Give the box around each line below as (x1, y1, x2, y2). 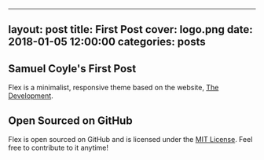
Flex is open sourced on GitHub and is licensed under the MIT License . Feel (8, 135, 253, 144)
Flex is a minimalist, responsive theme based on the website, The (8, 83, 219, 93)
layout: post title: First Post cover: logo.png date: (8, 23, 253, 36)
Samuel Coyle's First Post (8, 62, 137, 75)
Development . (8, 91, 53, 100)
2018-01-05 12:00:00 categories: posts (8, 35, 206, 49)
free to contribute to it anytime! (8, 143, 108, 153)
